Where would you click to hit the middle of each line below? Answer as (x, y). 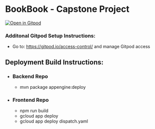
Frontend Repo (31, 100)
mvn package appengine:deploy (53, 87)
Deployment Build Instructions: (54, 62)
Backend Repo (30, 76)
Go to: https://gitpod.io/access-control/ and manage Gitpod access (81, 47)
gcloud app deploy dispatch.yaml (54, 121)
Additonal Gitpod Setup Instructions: (50, 36)
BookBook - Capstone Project (67, 9)
